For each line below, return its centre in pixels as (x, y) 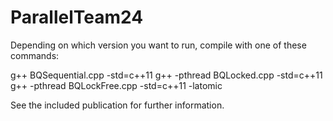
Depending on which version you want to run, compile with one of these (158, 45)
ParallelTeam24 (77, 17)
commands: (35, 55)
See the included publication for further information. (117, 105)
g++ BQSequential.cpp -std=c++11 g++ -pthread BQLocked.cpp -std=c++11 (166, 75)
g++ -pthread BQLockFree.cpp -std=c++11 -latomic (116, 85)
